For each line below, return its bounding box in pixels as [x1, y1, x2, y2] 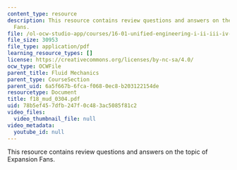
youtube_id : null [13, 128, 65, 135]
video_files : [7, 109, 46, 116]
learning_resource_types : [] [7, 50, 93, 57]
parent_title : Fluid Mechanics [7, 69, 99, 76]
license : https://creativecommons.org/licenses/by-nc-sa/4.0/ [7, 56, 194, 63]
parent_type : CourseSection [7, 75, 90, 83]
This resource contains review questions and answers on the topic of [7, 147, 208, 156]
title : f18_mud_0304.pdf [7, 96, 80, 103]
